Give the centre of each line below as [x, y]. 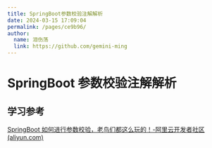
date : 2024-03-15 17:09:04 [47, 20]
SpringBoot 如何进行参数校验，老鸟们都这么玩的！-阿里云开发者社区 [106, 129]
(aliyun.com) [25, 137]
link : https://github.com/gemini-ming [71, 46]
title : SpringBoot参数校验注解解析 [55, 14]
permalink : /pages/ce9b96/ [47, 27]
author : [19, 33]
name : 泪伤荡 [31, 40]
